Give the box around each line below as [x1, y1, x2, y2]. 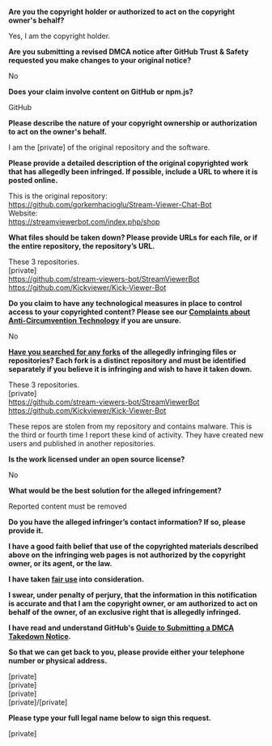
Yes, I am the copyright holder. [8, 32, 111, 40]
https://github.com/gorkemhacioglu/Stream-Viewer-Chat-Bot [8, 200, 212, 209]
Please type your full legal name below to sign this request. [8, 713, 212, 723]
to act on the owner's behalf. [8, 127, 107, 136]
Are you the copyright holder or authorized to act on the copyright [8, 7, 236, 16]
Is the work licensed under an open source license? [8, 454, 185, 464]
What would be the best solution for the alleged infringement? [8, 486, 222, 495]
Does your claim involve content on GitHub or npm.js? [8, 87, 193, 96]
